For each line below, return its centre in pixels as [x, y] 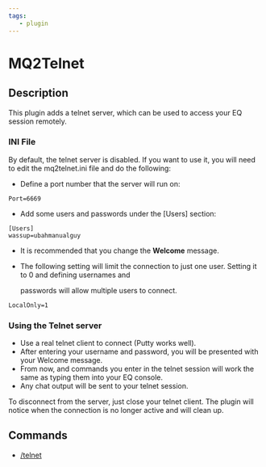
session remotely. [37, 121]
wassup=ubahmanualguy [45, 235]
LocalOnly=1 [28, 305]
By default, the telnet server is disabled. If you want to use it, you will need [132, 159]
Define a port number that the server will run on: [100, 183]
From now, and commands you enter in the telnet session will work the [137, 369]
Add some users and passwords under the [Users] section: [118, 213]
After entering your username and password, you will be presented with [139, 351]
